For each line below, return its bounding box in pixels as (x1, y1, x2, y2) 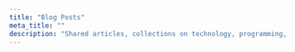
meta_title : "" (9, 21, 66, 30)
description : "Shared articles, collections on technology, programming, (9, 29, 288, 38)
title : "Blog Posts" (9, 12, 86, 22)
